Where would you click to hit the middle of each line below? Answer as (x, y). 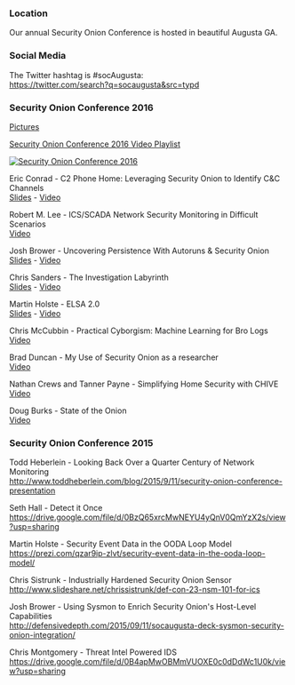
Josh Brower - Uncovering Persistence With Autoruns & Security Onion (139, 251)
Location (29, 13)
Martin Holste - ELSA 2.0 (55, 304)
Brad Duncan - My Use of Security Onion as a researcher (114, 357)
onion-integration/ (42, 635)
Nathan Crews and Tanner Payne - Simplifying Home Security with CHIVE (144, 384)
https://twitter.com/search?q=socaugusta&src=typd (104, 84)
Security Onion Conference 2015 (81, 442)
